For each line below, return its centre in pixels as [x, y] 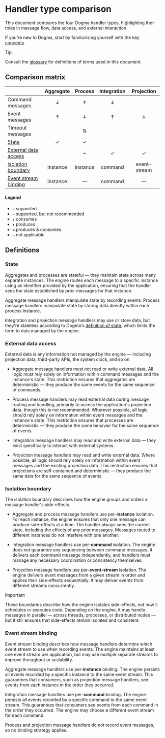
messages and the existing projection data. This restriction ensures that [85, 465]
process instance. [23, 311]
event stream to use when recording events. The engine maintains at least [80, 649]
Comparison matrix [35, 77]
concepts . [15, 42]
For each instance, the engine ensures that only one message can [79, 519]
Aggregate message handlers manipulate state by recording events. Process [82, 300]
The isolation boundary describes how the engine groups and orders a [76, 499]
